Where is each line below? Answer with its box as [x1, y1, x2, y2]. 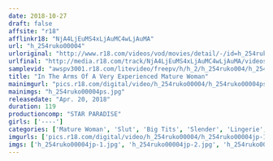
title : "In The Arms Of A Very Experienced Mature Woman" [8, 72, 209, 80]
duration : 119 [8, 102, 57, 111]
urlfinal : [8, 58, 42, 66]
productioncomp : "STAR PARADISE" [8, 111, 122, 119]
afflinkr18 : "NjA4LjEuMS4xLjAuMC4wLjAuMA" [8, 34, 154, 43]
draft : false [8, 20, 53, 28]
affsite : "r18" [8, 27, 60, 35]
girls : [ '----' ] [8, 118, 63, 126]
